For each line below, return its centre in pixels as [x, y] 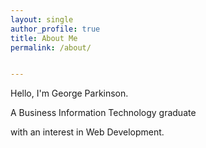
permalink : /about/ [51, 47]
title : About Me [44, 38]
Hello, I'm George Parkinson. [69, 93]
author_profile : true [55, 29]
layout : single [42, 19]
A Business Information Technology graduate [103, 113]
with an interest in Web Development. [87, 132]
